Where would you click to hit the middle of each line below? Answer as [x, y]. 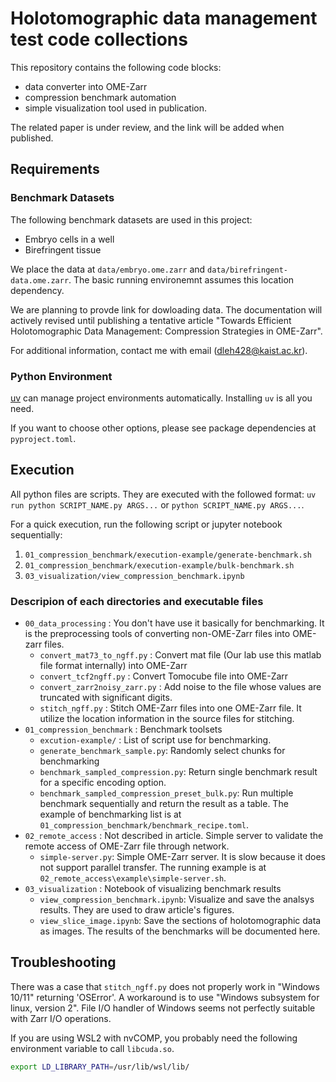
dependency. [37, 290]
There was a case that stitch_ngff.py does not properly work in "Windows [165, 986]
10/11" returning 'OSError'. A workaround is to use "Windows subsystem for [165, 997]
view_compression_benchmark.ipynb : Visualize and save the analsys [177, 899]
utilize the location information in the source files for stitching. [167, 719]
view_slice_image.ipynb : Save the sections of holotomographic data [180, 921]
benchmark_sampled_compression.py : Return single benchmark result [178, 772]
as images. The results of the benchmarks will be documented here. [180, 931]
